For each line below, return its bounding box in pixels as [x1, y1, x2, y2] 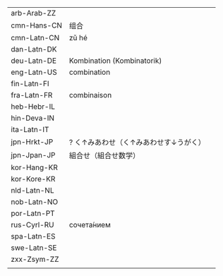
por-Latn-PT [11, 208, 55, 218]
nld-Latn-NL [11, 186, 54, 195]
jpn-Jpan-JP [11, 150, 56, 160]
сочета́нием [68, 220, 111, 229]
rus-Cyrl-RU [11, 220, 54, 229]
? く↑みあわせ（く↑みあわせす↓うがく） [68, 138, 206, 147]
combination [68, 67, 111, 77]
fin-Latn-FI [11, 79, 49, 88]
